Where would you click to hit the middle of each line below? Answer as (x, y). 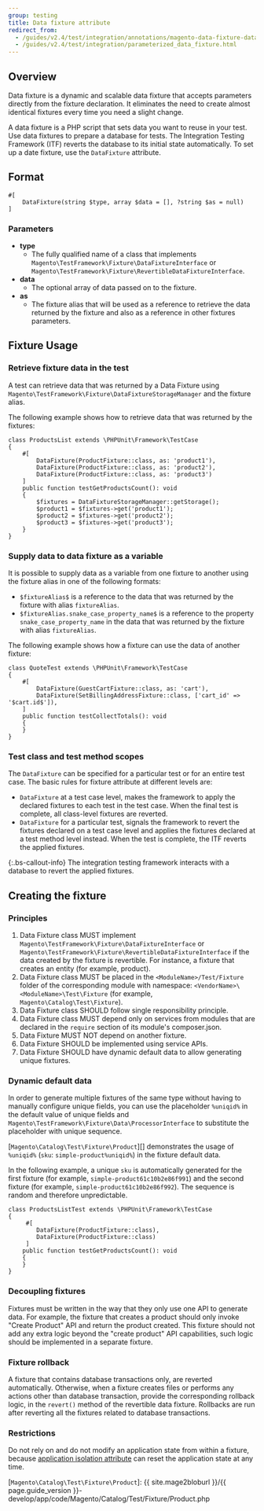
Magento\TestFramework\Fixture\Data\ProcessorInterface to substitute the (129, 1123)
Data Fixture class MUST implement (77, 936)
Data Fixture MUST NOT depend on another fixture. (103, 1035)
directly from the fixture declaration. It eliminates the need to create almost (129, 104)
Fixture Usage (43, 346)
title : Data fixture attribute (59, 23)
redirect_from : (33, 30)
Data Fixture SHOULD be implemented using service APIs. (114, 1044)
